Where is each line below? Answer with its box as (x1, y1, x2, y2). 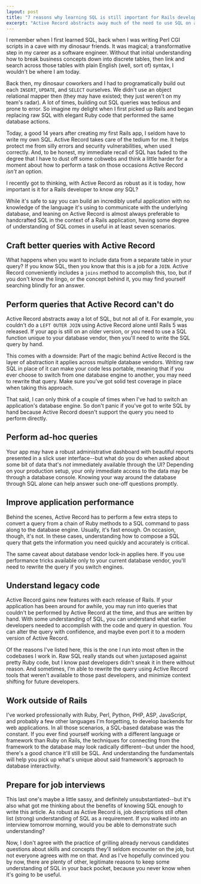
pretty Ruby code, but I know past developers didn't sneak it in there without (6, 659, 195, 666)
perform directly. (6, 415, 48, 422)
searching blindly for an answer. (6, 282, 86, 289)
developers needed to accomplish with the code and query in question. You (6, 622, 193, 629)
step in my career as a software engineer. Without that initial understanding (6, 49, 191, 56)
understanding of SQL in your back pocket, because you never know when (6, 865, 191, 872)
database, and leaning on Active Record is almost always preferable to (6, 211, 180, 218)
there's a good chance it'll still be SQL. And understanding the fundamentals (6, 750, 194, 757)
